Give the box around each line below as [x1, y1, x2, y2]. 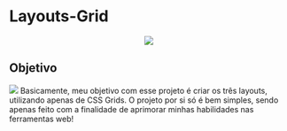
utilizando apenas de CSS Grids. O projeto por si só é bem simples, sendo [9, 95, 279, 105]
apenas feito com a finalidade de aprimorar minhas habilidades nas [9, 104, 254, 114]
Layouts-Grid [9, 6, 109, 27]
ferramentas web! [9, 113, 74, 124]
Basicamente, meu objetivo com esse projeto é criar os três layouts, [19, 85, 268, 96]
